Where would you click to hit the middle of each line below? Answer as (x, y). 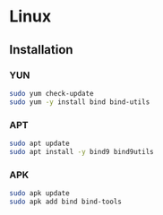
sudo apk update (39, 193)
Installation (41, 50)
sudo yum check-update (51, 93)
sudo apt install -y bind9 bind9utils (81, 151)
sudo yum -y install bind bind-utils (80, 102)
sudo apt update (39, 143)
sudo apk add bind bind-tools (66, 202)
